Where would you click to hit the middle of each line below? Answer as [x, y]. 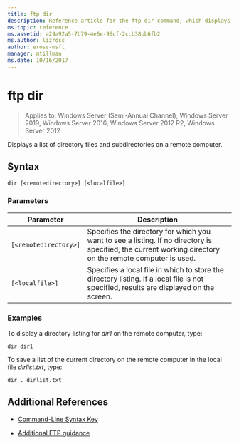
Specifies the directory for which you [149, 231]
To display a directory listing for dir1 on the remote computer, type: [105, 334]
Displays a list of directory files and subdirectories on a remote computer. [115, 144]
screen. [100, 296]
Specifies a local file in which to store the [155, 269]
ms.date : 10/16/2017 [38, 61]
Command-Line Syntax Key [58, 419]
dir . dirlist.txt [34, 381]
